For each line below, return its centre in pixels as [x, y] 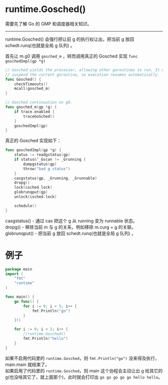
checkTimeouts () [31, 84]
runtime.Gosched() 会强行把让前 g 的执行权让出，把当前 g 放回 [69, 39]
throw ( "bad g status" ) [47, 169]
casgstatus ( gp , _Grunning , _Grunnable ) [56, 178]
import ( [14, 274]
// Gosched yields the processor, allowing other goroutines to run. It [82, 70]
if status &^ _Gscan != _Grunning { [50, 160]
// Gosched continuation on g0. [39, 102]
